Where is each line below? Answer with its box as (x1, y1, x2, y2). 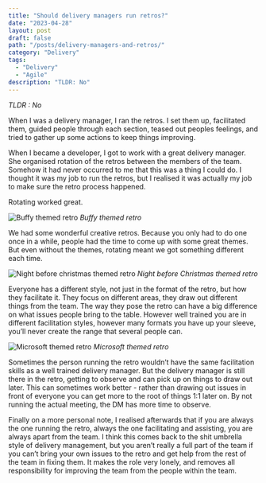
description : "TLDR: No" (8, 78, 91, 86)
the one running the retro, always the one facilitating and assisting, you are (8, 423, 253, 433)
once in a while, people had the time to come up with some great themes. (8, 236, 249, 246)
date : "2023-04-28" (8, 19, 73, 27)
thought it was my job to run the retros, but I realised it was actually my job (8, 173, 253, 183)
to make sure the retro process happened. (8, 181, 146, 191)
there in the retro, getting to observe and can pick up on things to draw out (8, 374, 253, 384)
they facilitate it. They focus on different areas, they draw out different (8, 292, 238, 302)
